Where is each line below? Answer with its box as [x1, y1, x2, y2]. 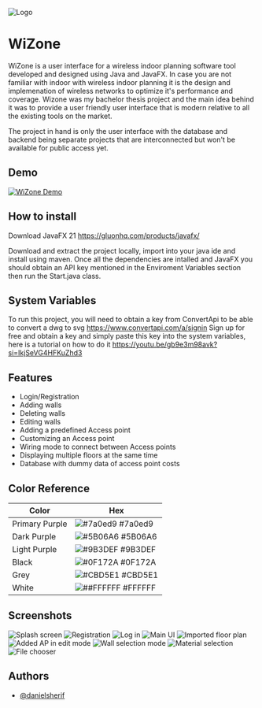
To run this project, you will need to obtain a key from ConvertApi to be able [8, 315, 253, 324]
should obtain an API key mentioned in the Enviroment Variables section [8, 262, 242, 272]
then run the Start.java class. [8, 271, 101, 280]
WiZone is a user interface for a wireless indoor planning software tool [8, 61, 236, 70]
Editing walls [19, 417, 61, 427]
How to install [8, 209, 77, 224]
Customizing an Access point [19, 434, 115, 443]
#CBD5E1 [121, 569, 159, 580]
